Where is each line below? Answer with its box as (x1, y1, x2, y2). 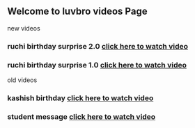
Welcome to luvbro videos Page (7, 6, 148, 17)
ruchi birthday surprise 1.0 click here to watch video (7, 60, 187, 70)
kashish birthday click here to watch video (7, 93, 154, 103)
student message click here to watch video (7, 111, 156, 121)
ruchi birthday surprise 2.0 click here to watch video (7, 41, 188, 51)
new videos (7, 24, 40, 32)
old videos (7, 76, 38, 84)
